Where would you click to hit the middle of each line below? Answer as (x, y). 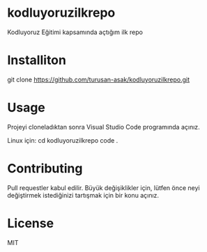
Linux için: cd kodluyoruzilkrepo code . (63, 140)
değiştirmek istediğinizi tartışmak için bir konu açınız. (83, 195)
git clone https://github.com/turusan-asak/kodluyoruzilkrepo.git (99, 79)
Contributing (45, 168)
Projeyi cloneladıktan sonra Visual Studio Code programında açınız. (103, 127)
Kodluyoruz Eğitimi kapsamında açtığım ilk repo (75, 32)
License (31, 223)
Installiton (37, 60)
